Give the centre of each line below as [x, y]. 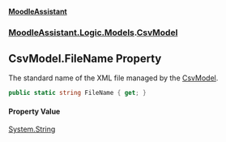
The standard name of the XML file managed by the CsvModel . [113, 78]
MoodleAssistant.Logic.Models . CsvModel [93, 32]
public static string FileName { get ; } [78, 93]
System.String [32, 129]
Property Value [34, 111]
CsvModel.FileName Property [85, 58]
